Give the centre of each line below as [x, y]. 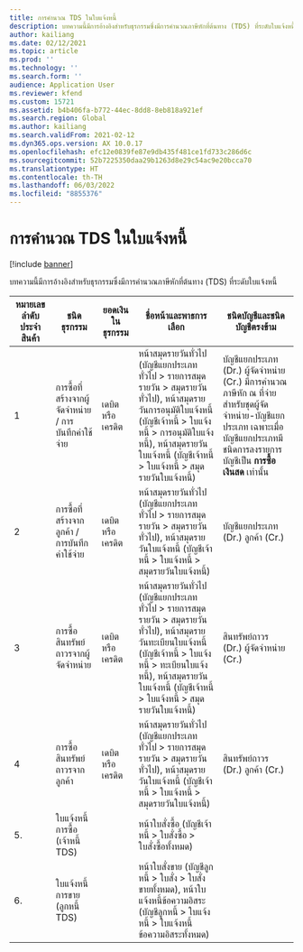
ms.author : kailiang [48, 127]
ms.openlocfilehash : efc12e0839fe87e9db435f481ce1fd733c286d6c [131, 152]
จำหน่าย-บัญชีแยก [254, 415]
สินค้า [31, 337]
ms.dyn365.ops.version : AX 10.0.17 [76, 143]
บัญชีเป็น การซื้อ [249, 460]
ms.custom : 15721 [42, 102]
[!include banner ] [41, 263]
